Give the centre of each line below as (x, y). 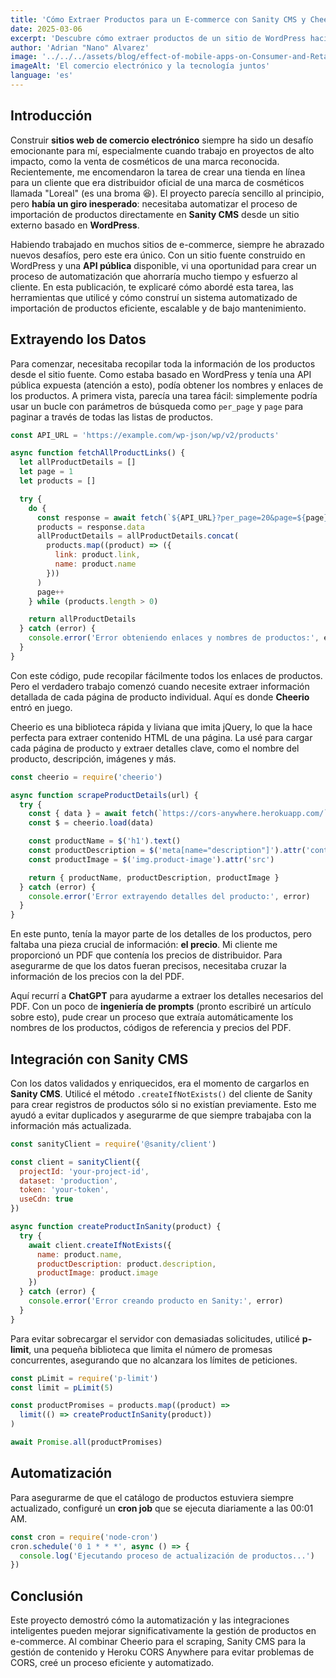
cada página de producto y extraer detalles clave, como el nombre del (155, 748)
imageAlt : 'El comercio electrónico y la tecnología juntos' (140, 66)
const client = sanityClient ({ (75, 1162)
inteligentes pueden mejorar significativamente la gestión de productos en (163, 1631)
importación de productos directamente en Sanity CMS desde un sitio (155, 214)
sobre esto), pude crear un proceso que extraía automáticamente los (152, 1017)
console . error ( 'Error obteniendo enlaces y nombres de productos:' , (174, 638)
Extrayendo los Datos (78, 339)
